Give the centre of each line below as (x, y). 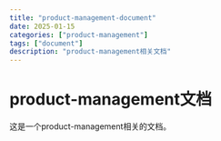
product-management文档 (110, 100)
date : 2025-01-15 (42, 26)
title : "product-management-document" (83, 18)
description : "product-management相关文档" (90, 52)
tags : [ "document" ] (46, 43)
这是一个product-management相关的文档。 (90, 126)
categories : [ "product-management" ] (79, 35)
